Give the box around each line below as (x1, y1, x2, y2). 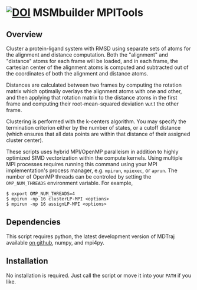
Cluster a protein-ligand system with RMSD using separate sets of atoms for (6, 45, 191, 52)
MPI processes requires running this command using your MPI (6, 161, 157, 167)
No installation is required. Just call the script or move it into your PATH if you (6, 272, 192, 279)
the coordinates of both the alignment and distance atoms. (6, 70, 149, 77)
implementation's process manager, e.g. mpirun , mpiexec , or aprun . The (6, 167, 178, 174)
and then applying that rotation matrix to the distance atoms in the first (6, 94, 178, 101)
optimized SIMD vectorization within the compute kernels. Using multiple (6, 154, 183, 162)
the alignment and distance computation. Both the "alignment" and (6, 51, 168, 58)
